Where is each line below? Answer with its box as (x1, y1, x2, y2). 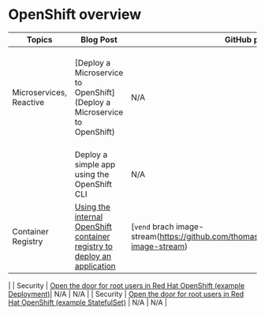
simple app (74, 159, 116, 170)
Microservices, (12, 87, 67, 98)
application (74, 261, 116, 272)
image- (176, 221, 204, 232)
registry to (74, 241, 113, 252)
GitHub (224, 34, 252, 45)
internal (74, 211, 103, 222)
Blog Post (80, 34, 118, 45)
